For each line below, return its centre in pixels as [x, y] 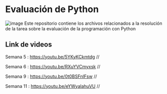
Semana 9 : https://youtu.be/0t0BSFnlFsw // [51, 76]
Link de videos [29, 45]
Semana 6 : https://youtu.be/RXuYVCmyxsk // [53, 66]
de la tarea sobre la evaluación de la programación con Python [71, 28]
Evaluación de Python [52, 9]
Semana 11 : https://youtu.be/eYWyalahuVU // [53, 86]
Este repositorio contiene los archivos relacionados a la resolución [93, 23]
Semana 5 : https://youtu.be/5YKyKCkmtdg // [52, 57]
